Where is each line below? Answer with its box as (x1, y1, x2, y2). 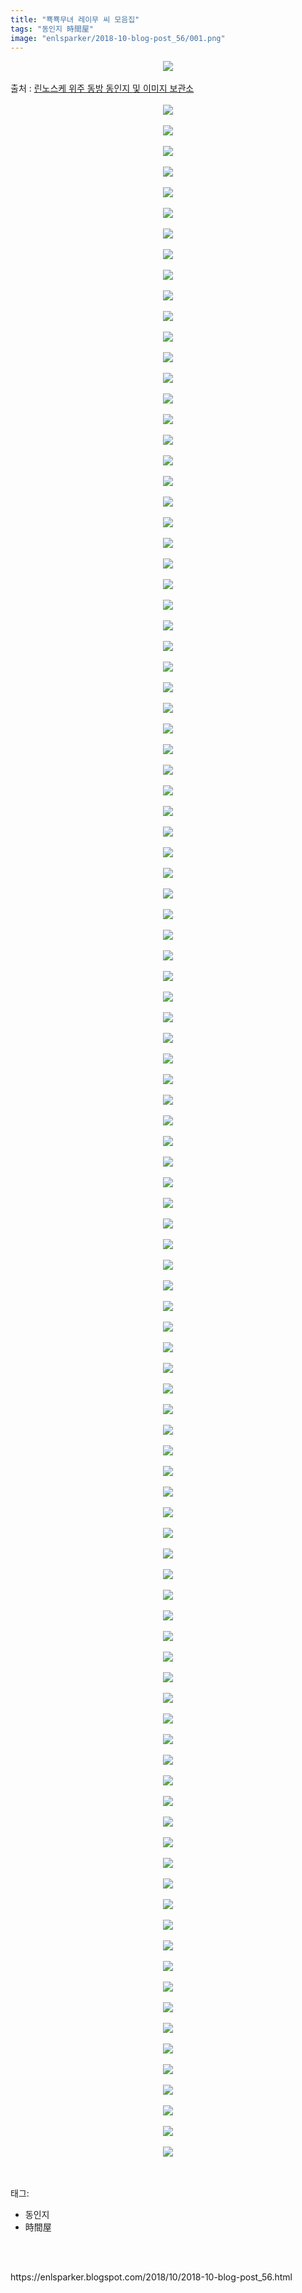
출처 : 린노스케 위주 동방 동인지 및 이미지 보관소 (10, 82, 195, 95)
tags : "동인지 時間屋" (10, 24, 94, 34)
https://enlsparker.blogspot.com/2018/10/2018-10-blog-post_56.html (10, 2271, 293, 2283)
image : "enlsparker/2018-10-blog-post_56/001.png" (10, 33, 226, 43)
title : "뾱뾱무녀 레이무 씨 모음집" (10, 14, 140, 25)
